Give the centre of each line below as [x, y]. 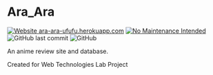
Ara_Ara [31, 12]
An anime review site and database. [58, 51]
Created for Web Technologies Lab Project [68, 64]
